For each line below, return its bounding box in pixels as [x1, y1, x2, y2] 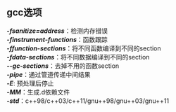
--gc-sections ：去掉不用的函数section [6, 62, 120, 70]
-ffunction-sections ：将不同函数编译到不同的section [6, 44, 161, 52]
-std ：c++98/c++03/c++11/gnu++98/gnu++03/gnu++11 [6, 97, 170, 105]
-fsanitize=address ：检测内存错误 [6, 27, 108, 35]
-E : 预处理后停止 [6, 79, 54, 87]
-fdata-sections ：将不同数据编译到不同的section [6, 52, 150, 61]
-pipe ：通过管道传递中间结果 [6, 70, 91, 78]
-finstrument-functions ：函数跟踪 [6, 35, 108, 43]
